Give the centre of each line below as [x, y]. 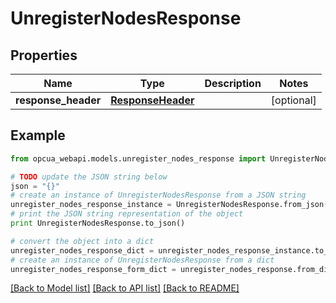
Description [233, 83]
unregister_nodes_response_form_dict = [93, 269]
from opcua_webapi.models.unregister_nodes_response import [138, 158]
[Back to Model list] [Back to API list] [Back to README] [125, 288]
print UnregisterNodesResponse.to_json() [98, 223]
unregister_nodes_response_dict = [82, 250]
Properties [44, 55]
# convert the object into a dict [82, 241]
